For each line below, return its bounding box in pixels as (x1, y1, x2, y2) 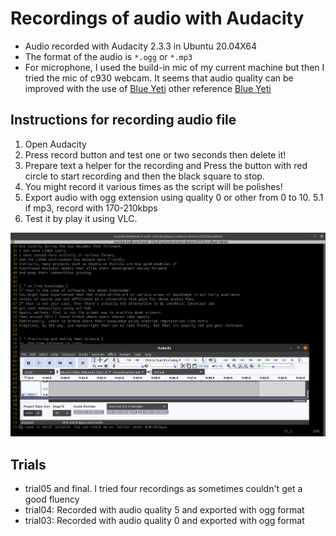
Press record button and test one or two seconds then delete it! (24, 148, 287, 161)
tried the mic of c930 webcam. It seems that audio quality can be (24, 72, 294, 84)
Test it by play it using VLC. (24, 212, 138, 224)
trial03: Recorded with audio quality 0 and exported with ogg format (24, 515, 305, 527)
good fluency (24, 493, 80, 506)
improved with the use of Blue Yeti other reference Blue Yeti (24, 82, 272, 94)
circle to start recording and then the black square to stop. (24, 170, 265, 182)
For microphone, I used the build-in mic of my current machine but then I (24, 61, 325, 73)
